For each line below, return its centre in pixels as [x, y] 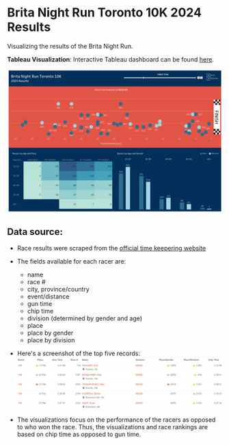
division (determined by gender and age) [84, 318]
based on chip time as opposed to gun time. [79, 434]
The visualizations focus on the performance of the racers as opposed [116, 420]
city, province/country [58, 290]
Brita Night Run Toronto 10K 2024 [104, 13]
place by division [51, 340]
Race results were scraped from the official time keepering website [111, 249]
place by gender [50, 333]
